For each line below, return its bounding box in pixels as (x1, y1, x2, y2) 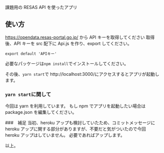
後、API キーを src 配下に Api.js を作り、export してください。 (5, 40, 132, 46)
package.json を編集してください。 (5, 109, 77, 115)
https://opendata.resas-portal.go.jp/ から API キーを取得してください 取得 (5, 34, 155, 40)
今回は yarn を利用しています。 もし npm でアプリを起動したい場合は (5, 103, 146, 109)
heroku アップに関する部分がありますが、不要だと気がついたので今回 (5, 126, 146, 132)
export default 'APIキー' (5, 51, 57, 56)
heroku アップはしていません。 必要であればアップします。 (5, 132, 125, 138)
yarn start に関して (5, 91, 51, 98)
